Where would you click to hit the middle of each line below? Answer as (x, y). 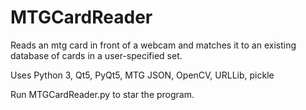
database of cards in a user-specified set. (96, 55)
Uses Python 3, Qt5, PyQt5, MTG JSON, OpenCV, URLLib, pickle (142, 75)
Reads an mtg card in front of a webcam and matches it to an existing (153, 45)
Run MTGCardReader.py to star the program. (102, 94)
